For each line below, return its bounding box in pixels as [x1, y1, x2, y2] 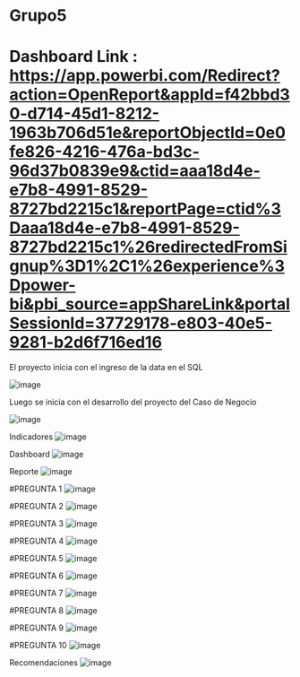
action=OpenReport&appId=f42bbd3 [9, 84, 291, 105]
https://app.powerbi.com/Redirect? [9, 65, 280, 86]
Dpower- [9, 275, 76, 296]
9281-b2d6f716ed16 [9, 333, 163, 352]
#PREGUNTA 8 [9, 605, 64, 616]
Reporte [9, 466, 39, 477]
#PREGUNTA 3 [9, 518, 64, 529]
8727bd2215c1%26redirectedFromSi [9, 237, 288, 257]
